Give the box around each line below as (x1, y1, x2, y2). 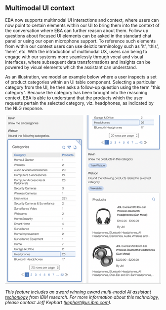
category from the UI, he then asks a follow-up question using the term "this (5, 84, 161, 90)
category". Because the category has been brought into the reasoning (5, 89, 148, 95)
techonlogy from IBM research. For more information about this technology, (5, 294, 160, 300)
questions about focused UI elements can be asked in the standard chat (5, 33, 152, 39)
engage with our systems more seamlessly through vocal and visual (5, 54, 143, 60)
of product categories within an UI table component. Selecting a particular (5, 79, 156, 85)
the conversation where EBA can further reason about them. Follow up (5, 27, 149, 34)
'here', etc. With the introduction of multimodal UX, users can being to (5, 48, 147, 54)
